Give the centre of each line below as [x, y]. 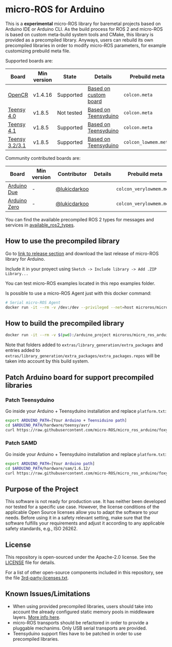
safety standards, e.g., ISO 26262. [41, 529]
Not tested [70, 113]
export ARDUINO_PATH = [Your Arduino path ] [50, 464]
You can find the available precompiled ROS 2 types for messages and [80, 219]
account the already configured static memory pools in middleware [83, 612]
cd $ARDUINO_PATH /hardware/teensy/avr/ [48, 425]
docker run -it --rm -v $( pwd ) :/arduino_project [58, 335]
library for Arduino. [25, 259]
